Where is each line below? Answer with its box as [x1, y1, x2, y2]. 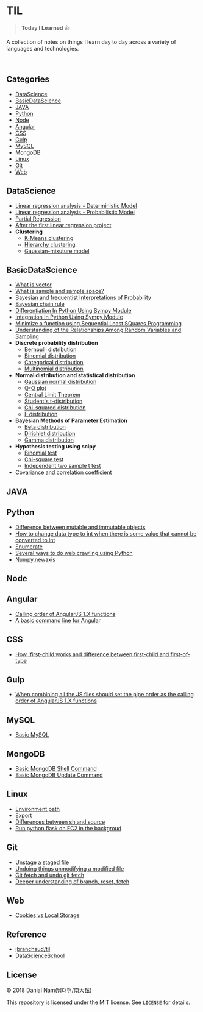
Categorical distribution [24, 359, 84, 366]
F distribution [24, 411, 58, 418]
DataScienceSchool [15, 952, 65, 960]
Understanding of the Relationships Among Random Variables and [15, 327, 182, 334]
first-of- [170, 650, 191, 658]
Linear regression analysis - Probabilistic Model [15, 208, 135, 216]
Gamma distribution [24, 436, 74, 444]
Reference [6, 929, 47, 939]
